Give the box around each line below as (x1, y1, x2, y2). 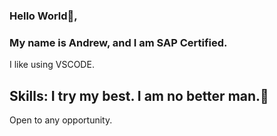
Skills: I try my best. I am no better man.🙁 (9, 87, 269, 104)
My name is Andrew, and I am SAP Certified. (9, 35, 228, 49)
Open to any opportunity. (9, 114, 113, 126)
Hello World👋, (9, 9, 78, 23)
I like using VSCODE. (9, 59, 95, 71)
